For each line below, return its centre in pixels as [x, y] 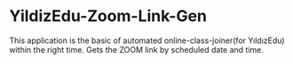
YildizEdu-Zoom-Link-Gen [108, 16]
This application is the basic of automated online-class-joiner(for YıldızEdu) [147, 40]
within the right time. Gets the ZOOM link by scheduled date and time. [137, 49]
